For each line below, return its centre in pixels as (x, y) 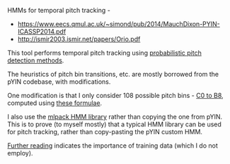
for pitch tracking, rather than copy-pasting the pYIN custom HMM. (105, 132)
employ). (20, 153)
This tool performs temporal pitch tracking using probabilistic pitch (104, 53)
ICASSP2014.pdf (42, 32)
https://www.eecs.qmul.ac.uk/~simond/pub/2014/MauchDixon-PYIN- (119, 24)
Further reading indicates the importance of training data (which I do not (113, 146)
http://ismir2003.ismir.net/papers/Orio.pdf (79, 39)
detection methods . (36, 60)
